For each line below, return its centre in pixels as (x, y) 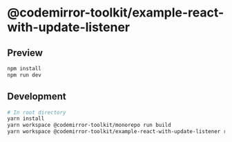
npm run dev (24, 75)
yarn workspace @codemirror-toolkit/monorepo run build (89, 125)
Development (37, 97)
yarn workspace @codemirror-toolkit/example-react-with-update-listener (114, 132)
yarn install (26, 119)
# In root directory (37, 112)
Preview (25, 53)
